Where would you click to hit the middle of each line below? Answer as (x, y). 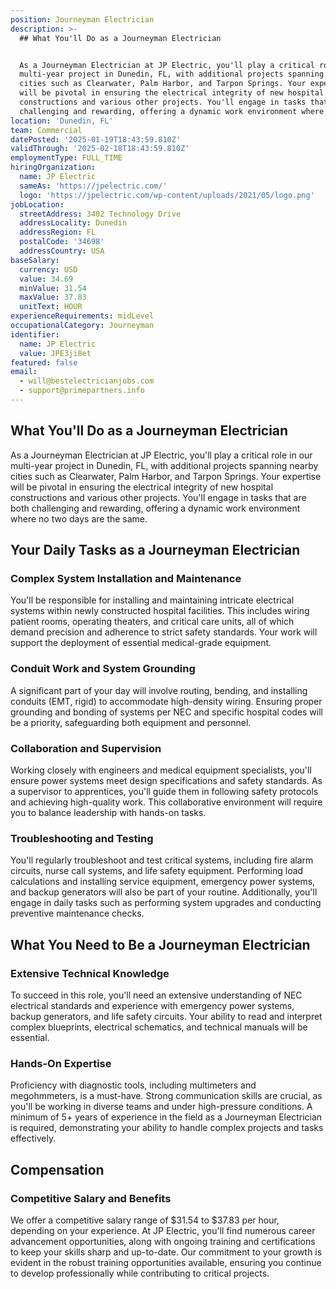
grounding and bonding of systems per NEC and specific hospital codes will (167, 712)
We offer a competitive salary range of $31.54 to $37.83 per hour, (145, 1220)
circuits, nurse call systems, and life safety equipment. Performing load (157, 871)
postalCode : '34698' (62, 242)
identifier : (35, 334)
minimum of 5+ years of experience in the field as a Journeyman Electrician (166, 1117)
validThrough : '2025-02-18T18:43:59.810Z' (100, 149)
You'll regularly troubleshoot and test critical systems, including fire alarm (162, 860)
